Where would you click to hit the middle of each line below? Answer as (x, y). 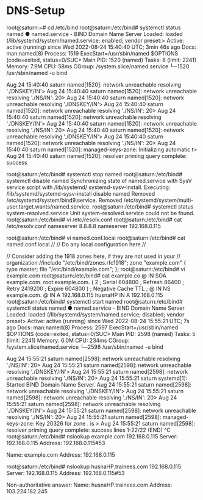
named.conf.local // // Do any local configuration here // (76, 244)
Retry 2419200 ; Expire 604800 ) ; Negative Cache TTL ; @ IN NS (88, 288)
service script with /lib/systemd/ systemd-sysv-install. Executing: (88, 187)
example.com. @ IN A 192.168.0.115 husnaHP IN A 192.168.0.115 (85, 295)
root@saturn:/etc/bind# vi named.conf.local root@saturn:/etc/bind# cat (96, 238)
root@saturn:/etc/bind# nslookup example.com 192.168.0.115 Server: (92, 436)
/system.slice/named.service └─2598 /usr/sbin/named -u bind (85, 347)
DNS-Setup (36, 11)
